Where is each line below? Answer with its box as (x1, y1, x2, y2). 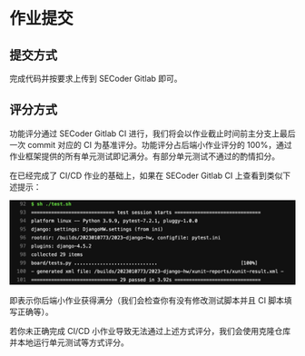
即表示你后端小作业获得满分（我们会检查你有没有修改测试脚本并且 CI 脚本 (9, 294, 284, 305)
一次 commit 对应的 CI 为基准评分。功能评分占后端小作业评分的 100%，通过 (9, 139, 292, 150)
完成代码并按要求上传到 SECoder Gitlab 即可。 (9, 74, 183, 84)
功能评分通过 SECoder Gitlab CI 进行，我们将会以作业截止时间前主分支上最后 (9, 128, 296, 139)
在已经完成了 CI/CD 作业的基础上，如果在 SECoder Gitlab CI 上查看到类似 (9, 170, 283, 181)
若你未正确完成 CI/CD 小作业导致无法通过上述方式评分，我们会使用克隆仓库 (9, 325, 291, 336)
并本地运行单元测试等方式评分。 (9, 337, 129, 348)
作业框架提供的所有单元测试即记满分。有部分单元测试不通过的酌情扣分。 (9, 151, 280, 162)
